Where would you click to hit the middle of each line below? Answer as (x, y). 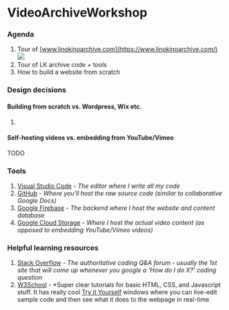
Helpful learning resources (53, 248)
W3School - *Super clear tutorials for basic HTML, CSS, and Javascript (119, 285)
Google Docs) (37, 201)
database (31, 215)
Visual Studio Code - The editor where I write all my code (99, 186)
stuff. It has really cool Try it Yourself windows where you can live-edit (117, 292)
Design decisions (37, 90)
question (30, 278)
